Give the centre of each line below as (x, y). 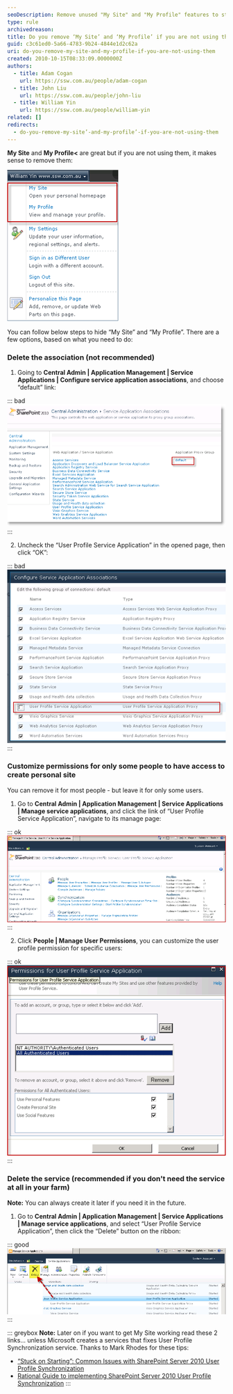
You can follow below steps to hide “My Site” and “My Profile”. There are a (113, 332)
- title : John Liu (40, 88)
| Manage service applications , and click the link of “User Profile (110, 811)
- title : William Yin (45, 103)
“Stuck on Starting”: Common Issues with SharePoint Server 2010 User (118, 1361)
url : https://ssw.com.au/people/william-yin (85, 110)
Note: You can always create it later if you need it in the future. (97, 1203)
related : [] (24, 118)
